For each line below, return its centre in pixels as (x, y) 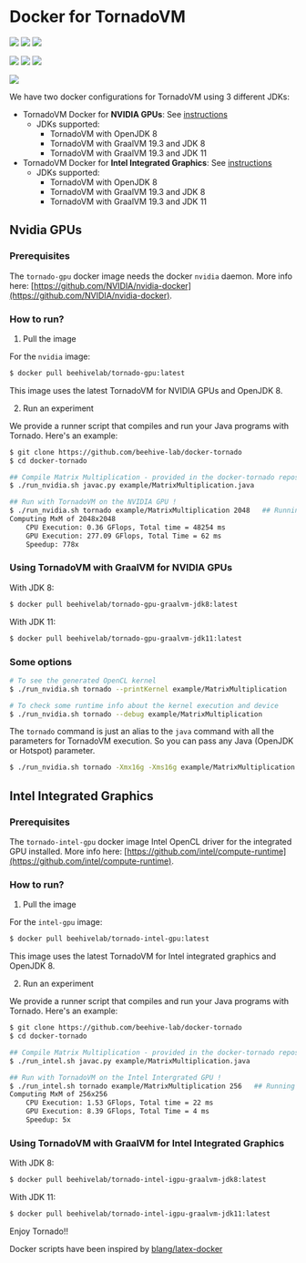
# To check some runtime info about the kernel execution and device (144, 705)
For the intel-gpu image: (56, 922)
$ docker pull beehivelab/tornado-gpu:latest (97, 373)
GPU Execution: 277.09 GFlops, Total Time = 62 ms (124, 536)
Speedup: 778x (52, 544)
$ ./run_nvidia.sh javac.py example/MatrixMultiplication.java (132, 486)
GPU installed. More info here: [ (68, 851)
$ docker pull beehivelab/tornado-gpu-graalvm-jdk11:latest (126, 638)
